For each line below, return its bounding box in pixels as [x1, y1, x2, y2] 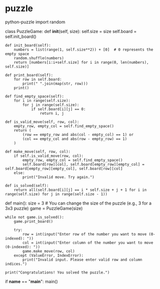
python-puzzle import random [5, 19, 66, 25]
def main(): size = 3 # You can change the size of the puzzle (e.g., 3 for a [5, 200, 152, 206]
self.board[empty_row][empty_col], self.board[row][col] [5, 166, 123, 171]
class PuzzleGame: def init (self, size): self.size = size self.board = [5, 28, 137, 34]
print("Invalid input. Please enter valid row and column [22, 257, 142, 262]
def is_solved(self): [5, 183, 49, 188]
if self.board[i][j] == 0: [31, 106, 86, 112]
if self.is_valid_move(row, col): [14, 153, 84, 158]
